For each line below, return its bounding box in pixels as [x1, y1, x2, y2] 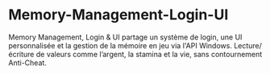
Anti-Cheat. [8, 58, 47, 68]
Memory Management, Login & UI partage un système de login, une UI [8, 32, 243, 42]
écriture [8, 49, 35, 59]
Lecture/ [233, 40, 262, 50]
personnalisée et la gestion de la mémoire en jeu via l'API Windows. [8, 40, 232, 50]
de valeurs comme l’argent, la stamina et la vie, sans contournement [35, 49, 263, 59]
